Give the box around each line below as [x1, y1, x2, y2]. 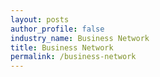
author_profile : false [10, 24, 105, 34]
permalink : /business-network [10, 52, 137, 62]
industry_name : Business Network [10, 33, 150, 43]
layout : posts [10, 14, 70, 25]
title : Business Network [10, 42, 114, 53]
